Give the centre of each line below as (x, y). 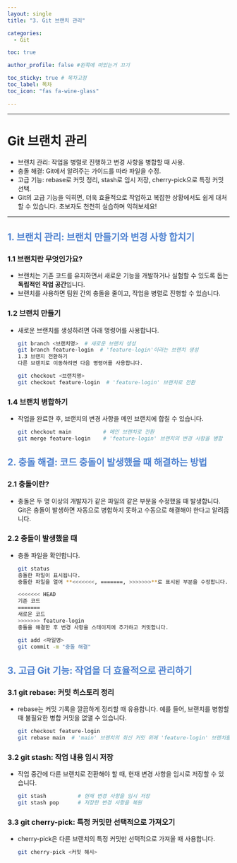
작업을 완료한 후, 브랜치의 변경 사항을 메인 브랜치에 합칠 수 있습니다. (110, 419)
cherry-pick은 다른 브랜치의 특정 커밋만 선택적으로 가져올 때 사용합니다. (116, 839)
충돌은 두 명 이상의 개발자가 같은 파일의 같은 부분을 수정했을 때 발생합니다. (119, 501)
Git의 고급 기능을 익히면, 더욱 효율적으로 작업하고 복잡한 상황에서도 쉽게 (116, 197)
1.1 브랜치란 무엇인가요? (45, 258)
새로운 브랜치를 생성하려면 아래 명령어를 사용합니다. (88, 330)
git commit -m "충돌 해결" (54, 647)
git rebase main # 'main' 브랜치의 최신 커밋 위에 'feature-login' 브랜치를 (124, 738)
